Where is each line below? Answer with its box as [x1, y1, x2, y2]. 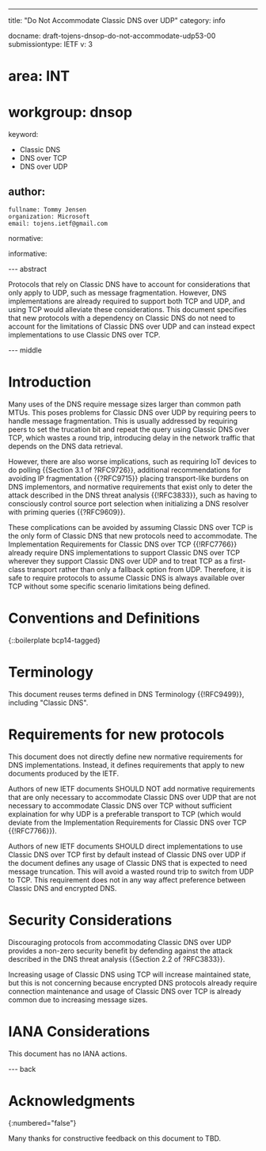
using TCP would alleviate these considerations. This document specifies [8, 304, 247, 314]
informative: [8, 249, 47, 258]
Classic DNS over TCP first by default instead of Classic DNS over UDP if [8, 849, 246, 859]
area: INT [8, 67, 70, 86]
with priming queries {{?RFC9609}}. [8, 507, 126, 516]
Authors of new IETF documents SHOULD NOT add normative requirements [8, 783, 256, 793]
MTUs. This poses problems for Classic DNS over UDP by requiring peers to [8, 407, 256, 417]
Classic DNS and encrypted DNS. [8, 883, 117, 893]
